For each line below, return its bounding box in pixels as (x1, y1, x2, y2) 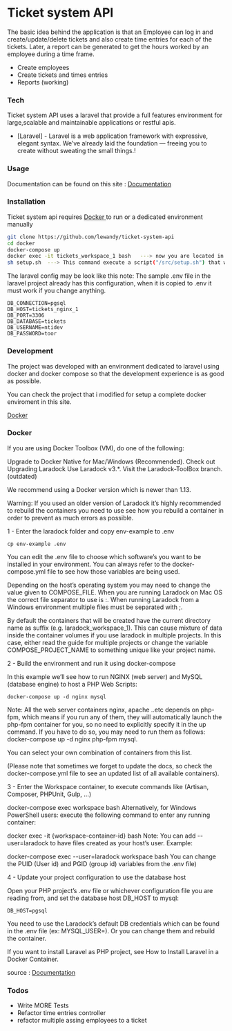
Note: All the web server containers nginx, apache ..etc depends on (7, 705, 200, 714)
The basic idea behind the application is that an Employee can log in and (7, 28, 213, 36)
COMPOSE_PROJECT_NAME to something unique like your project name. (7, 646, 216, 654)
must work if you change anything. (7, 286, 106, 295)
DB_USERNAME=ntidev (7, 324, 64, 331)
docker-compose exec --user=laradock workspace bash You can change (7, 852, 216, 861)
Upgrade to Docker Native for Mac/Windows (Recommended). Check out (7, 457, 215, 466)
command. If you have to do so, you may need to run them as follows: (7, 728, 206, 736)
